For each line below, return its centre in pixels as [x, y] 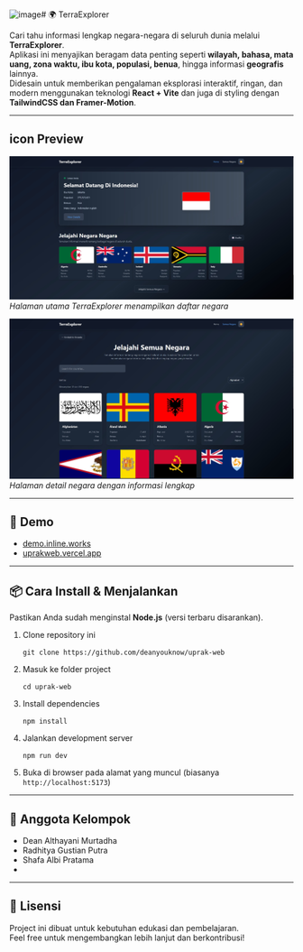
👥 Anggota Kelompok [70, 819]
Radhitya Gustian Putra [65, 850]
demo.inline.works [57, 544]
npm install [45, 722]
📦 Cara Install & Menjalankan [94, 591]
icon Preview [46, 139]
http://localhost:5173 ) [66, 782]
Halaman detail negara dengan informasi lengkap [102, 485]
